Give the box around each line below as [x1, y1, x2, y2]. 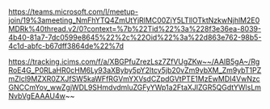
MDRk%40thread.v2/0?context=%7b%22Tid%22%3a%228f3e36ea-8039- [8, 24, 261, 33]
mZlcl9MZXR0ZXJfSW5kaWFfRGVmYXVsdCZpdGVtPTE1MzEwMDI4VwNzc [8, 74, 260, 83]
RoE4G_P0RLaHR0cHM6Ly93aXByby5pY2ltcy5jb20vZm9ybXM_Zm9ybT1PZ [8, 65, 262, 75]
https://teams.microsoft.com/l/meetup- [8, 7, 139, 16]
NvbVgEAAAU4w [8, 91, 66, 100]
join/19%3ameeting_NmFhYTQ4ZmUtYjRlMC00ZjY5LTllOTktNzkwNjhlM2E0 [8, 15, 260, 25]
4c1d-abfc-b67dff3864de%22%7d [8, 41, 124, 51]
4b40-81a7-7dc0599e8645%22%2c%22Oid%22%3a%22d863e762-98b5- [8, 32, 262, 42]
